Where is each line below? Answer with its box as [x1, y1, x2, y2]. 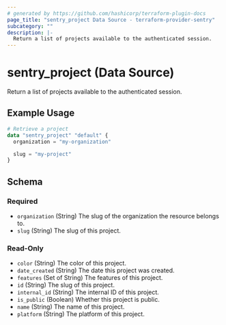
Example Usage [7, 107, 75, 119]
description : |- [7, 29, 53, 36]
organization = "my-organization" [13, 138, 111, 145]
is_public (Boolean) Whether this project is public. [16, 296, 160, 304]
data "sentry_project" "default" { [7, 131, 109, 139]
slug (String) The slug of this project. [16, 226, 121, 235]
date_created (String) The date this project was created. [16, 266, 175, 274]
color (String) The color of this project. [16, 259, 126, 268]
